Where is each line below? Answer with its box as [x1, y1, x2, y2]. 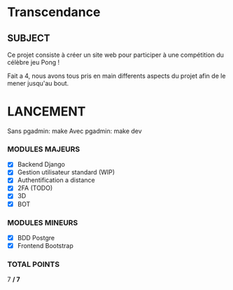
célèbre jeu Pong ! [7, 58, 60, 67]
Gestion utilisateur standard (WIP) [17, 168, 115, 177]
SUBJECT [7, 32, 50, 44]
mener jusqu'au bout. [7, 79, 69, 88]
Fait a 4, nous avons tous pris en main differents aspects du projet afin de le [7, 71, 226, 80]
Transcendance [7, 4, 101, 20]
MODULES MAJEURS [7, 144, 80, 154]
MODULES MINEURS [7, 218, 78, 228]
